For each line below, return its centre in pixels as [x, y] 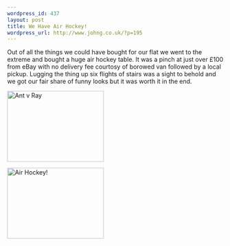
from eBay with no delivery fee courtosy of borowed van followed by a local [114, 67]
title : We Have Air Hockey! [47, 26]
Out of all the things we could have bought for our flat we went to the [105, 52]
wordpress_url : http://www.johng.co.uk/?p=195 [75, 33]
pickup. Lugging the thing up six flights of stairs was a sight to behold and [112, 74]
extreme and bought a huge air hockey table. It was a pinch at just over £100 [115, 60]
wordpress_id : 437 [33, 13]
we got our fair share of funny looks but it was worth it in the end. [100, 81]
